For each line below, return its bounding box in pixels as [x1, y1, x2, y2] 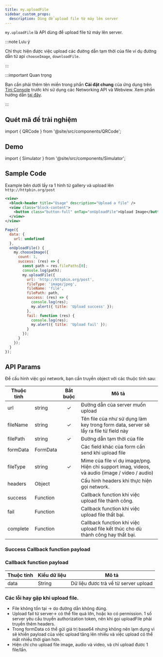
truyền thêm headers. [12, 621, 55, 627]
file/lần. [12, 647, 28, 653]
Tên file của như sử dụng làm [81, 415, 147, 422]
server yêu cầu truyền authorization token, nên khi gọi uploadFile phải [12, 616, 152, 622]
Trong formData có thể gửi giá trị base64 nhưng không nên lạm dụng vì [12, 626, 155, 632]
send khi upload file [81, 450, 126, 456]
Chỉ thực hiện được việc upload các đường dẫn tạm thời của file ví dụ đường [5, 48, 157, 54]
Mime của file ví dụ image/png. [81, 457, 151, 464]
